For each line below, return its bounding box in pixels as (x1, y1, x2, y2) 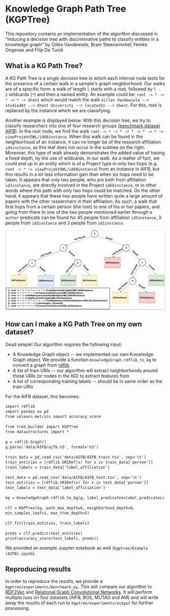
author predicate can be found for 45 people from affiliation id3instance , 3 (5, 214, 161, 220)
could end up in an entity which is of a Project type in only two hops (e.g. (5, 160, 158, 167)
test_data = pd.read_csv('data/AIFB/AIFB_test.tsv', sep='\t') (5, 475, 142, 480)
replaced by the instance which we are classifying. (5, 107, 112, 113)
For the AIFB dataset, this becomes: (5, 393, 80, 399)
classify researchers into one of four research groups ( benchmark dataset (5, 122, 160, 128)
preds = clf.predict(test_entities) (5, 531, 83, 536)
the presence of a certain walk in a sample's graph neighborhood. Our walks (5, 80, 165, 86)
